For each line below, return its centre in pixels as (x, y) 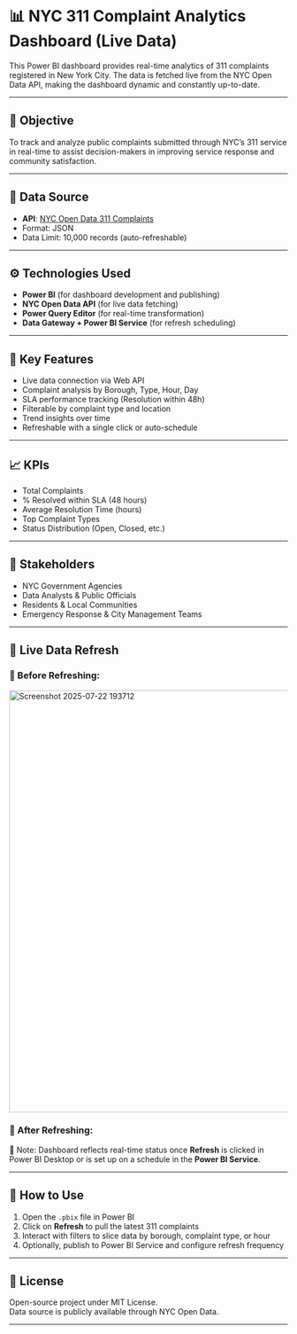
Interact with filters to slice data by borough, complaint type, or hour (146, 1236)
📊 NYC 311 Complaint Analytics (128, 16)
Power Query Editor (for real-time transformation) (113, 314)
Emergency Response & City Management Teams (112, 614)
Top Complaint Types (61, 519)
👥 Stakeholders (52, 564)
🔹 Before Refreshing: (54, 675)
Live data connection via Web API (83, 380)
